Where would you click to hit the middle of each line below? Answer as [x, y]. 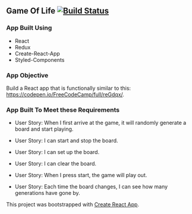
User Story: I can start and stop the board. [66, 141]
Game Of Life [31, 11]
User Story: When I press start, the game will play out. [81, 175]
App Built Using [29, 28]
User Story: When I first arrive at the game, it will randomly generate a [100, 123]
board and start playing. [44, 129]
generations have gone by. [47, 193]
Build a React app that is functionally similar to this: [69, 88]
